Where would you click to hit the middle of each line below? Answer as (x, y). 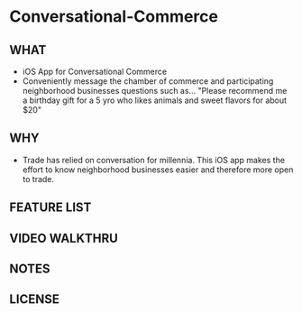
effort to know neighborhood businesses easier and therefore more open (158, 170)
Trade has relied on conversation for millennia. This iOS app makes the (154, 160)
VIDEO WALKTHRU (64, 238)
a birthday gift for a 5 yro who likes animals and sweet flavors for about (154, 100)
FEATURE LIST (50, 208)
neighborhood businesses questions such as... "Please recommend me (155, 91)
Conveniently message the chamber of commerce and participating (148, 81)
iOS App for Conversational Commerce (95, 71)
